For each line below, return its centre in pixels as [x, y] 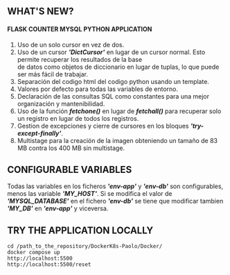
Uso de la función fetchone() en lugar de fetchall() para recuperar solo [119, 111]
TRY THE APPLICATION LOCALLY [80, 230]
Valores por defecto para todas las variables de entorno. [98, 89]
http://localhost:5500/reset [49, 265]
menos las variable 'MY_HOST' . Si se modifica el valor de [90, 194]
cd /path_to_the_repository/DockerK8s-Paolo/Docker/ [85, 247]
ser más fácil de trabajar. [53, 74]
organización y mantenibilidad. [61, 103]
